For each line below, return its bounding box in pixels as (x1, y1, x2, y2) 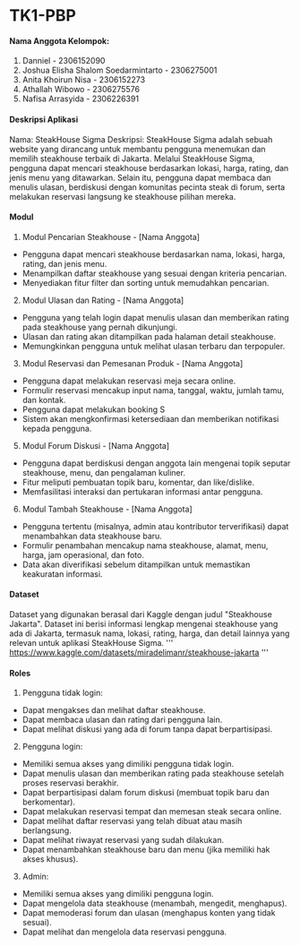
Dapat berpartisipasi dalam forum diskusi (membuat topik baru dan (21, 787, 270, 798)
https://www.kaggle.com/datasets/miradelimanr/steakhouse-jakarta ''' (9, 647, 269, 658)
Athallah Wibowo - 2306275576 (21, 84, 141, 95)
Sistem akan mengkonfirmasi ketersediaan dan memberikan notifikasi (21, 413, 279, 424)
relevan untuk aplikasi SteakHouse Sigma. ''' (9, 638, 174, 648)
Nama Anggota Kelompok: (9, 35, 110, 46)
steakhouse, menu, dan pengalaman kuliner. (21, 467, 186, 477)
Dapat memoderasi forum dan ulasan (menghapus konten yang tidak (21, 907, 276, 918)
